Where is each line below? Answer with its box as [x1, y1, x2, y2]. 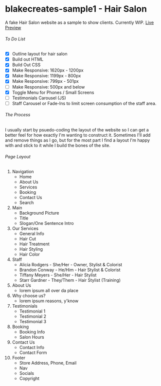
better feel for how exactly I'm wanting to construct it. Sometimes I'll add [5, 132, 151, 138]
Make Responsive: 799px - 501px [12, 78, 79, 84]
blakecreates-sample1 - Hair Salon [5, 3, 147, 15]
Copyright [19, 376, 40, 382]
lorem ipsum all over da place [19, 288, 79, 294]
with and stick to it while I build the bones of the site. [5, 142, 110, 148]
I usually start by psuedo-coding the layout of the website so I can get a [5, 127, 149, 132]
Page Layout [5, 153, 31, 159]
